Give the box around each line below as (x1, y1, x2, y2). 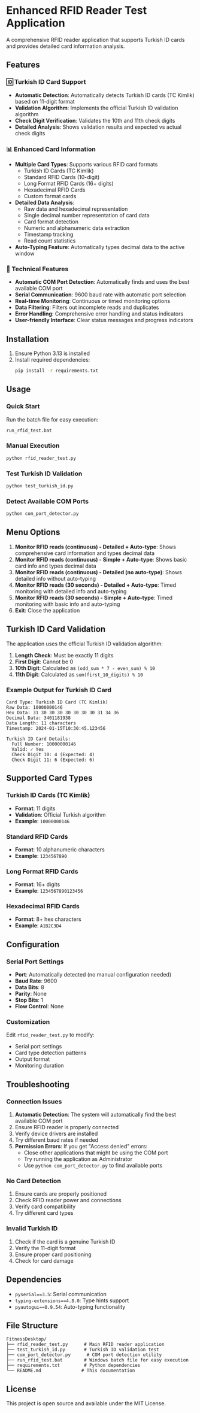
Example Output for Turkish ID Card (6, 686, 112, 694)
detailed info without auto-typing (14, 575, 96, 582)
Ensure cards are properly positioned (14, 1190, 107, 1197)
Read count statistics (23, 237, 76, 244)
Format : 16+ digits (14, 881, 60, 888)
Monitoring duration (14, 1062, 64, 1069)
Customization (6, 1018, 50, 1026)
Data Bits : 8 (14, 984, 45, 991)
